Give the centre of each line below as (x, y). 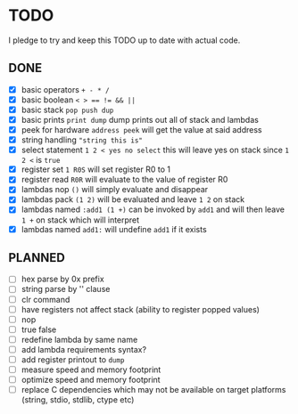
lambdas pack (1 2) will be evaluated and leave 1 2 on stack (133, 199)
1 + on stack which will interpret (80, 220)
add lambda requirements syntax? (84, 349)
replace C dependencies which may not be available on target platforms (153, 390)
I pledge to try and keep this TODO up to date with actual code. (124, 40)
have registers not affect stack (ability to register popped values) (141, 309)
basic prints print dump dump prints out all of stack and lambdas (140, 119)
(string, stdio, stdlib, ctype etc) (78, 400)
